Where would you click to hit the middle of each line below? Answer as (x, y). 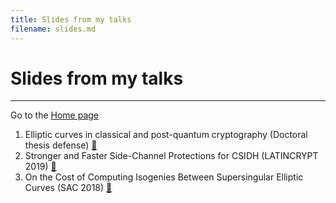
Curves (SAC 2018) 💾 (68, 188)
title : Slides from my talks (71, 19)
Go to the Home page (54, 115)
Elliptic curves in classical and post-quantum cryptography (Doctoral (166, 135)
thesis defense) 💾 (61, 145)
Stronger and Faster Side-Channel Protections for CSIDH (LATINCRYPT (171, 156)
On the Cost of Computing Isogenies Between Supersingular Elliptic (164, 177)
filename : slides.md (53, 29)
